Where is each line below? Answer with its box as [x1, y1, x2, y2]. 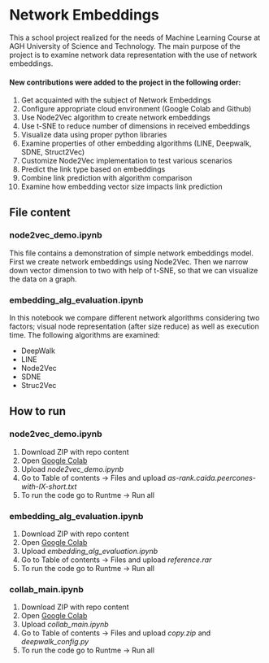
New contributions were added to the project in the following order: [9, 77, 241, 87]
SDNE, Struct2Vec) [20, 147, 85, 157]
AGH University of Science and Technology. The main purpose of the [9, 41, 241, 50]
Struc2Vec [20, 381, 57, 390]
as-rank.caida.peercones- [167, 473, 257, 482]
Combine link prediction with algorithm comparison [20, 173, 193, 183]
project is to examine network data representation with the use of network [9, 50, 258, 59]
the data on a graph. [9, 274, 77, 284]
